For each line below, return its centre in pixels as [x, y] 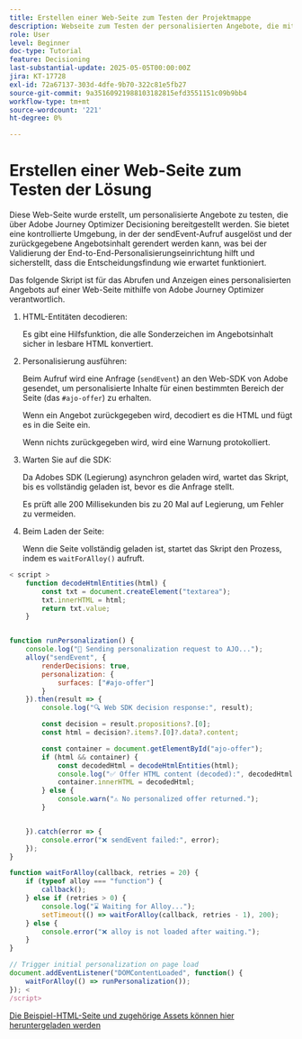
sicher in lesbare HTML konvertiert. [88, 344]
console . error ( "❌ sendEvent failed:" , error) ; [131, 840]
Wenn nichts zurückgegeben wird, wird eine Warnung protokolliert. [147, 442]
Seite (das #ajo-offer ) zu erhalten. [87, 398]
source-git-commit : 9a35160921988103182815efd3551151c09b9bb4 [128, 93]
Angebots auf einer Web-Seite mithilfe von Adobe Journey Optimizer [137, 290]
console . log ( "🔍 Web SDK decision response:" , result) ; [147, 708]
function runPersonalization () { [72, 641]
